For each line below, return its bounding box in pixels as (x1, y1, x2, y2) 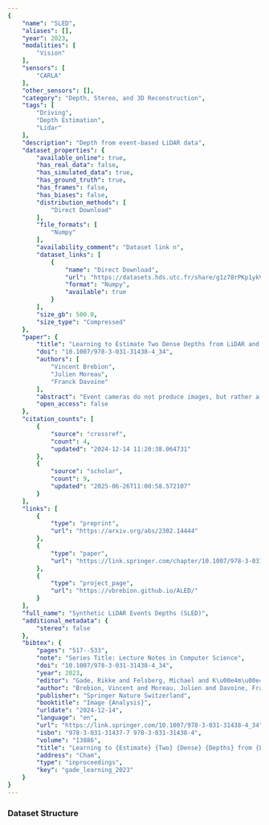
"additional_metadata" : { (22, 616, 109, 625)
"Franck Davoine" (50, 378, 109, 386)
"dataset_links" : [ (36, 251, 102, 259)
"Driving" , (36, 109, 73, 117)
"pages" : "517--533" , (36, 647, 109, 655)
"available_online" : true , (36, 153, 127, 161)
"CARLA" (36, 71, 62, 80)
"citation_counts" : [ (22, 415, 94, 423)
